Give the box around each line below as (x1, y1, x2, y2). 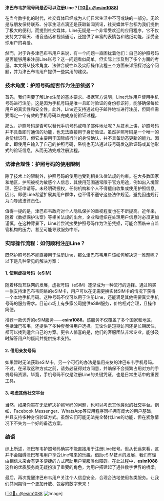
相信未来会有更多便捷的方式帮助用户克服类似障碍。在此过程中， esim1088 (9, 458, 158, 464)
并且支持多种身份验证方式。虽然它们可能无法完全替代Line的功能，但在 (5, 414, 146, 420)
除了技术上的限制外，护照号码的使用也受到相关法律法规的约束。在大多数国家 (5, 173, 159, 179)
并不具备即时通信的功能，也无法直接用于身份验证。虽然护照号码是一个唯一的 (5, 129, 159, 135)
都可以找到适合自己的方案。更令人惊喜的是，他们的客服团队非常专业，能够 (5, 329, 155, 335)
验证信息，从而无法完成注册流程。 (13, 147, 82, 154)
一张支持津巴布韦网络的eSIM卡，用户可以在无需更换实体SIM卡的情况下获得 (5, 288, 156, 294)
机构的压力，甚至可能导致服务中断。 (9, 226, 82, 232)
